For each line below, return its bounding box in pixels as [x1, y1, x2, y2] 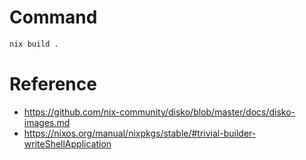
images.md [23, 116, 71, 128]
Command [9, 6, 98, 29]
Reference [9, 73, 97, 95]
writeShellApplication [23, 137, 112, 150]
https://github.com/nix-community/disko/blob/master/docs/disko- [23, 106, 296, 118]
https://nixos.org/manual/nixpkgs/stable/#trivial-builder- [23, 127, 257, 139]
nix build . [9, 39, 59, 49]
